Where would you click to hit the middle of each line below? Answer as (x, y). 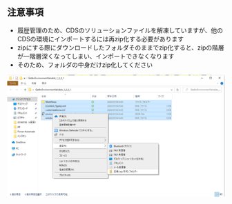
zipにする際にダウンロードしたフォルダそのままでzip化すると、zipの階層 (120, 48)
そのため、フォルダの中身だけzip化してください (85, 65)
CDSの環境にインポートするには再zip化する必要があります (100, 39)
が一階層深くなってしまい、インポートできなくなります (96, 56)
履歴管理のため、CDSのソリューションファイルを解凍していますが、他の (120, 30)
